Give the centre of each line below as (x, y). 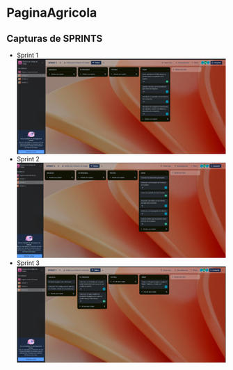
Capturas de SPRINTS (55, 39)
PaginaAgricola (52, 13)
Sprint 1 (27, 55)
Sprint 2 (28, 159)
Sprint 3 (28, 263)
